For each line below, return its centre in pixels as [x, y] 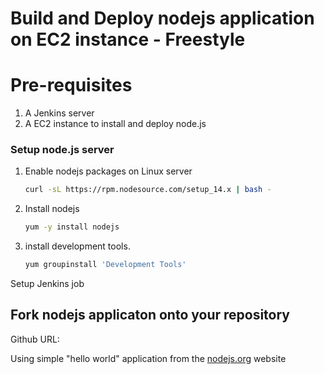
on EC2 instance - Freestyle [128, 39]
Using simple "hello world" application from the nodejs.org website [148, 358]
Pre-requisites [71, 85]
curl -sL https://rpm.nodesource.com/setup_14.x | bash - [148, 190]
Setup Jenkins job [47, 284]
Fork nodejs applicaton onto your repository [150, 315]
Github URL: [35, 339]
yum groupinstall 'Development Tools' [105, 265]
